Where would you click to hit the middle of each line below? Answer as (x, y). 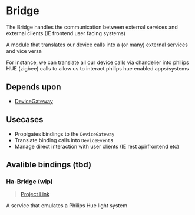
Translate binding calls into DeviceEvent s (64, 140)
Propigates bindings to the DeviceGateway (65, 134)
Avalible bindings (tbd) (49, 165)
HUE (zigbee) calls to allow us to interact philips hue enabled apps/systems (97, 68)
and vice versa (24, 51)
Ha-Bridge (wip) (29, 182)
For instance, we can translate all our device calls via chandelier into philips (98, 62)
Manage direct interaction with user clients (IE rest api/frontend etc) (97, 146)
